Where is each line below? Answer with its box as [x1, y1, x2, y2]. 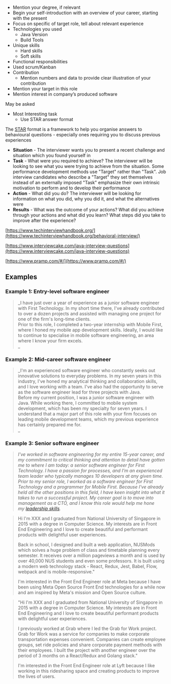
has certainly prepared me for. [17, 421, 82, 428]
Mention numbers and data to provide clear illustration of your [20, 75, 151, 81]
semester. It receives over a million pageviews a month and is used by [17, 552, 165, 558]
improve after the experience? [12, 217, 76, 224]
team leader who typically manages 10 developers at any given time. [17, 473, 163, 479]
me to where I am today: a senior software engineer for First [17, 462, 145, 469]
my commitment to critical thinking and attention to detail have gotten [17, 457, 165, 463]
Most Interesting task [12, 111, 58, 117]
